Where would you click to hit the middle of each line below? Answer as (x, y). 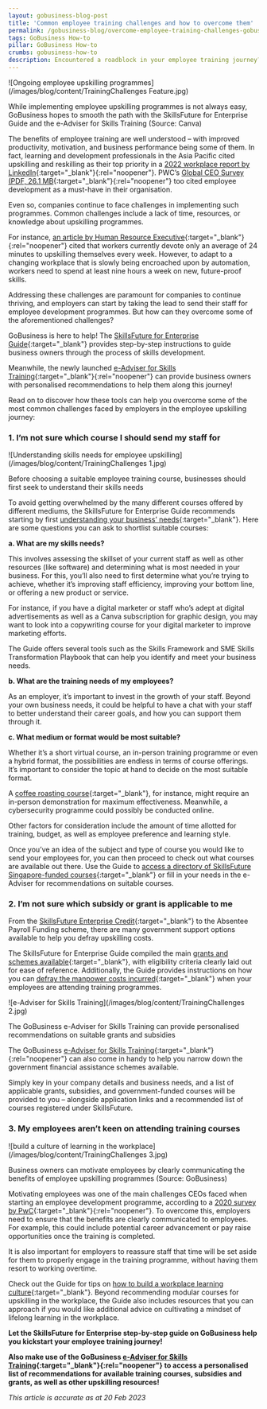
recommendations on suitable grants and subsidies (92, 1035)
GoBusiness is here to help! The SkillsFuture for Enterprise (104, 336)
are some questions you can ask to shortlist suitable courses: (108, 528)
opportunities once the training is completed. (82, 1236)
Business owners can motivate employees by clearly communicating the (126, 1170)
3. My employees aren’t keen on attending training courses (124, 1128)
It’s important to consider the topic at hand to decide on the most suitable (128, 770)
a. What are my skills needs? (56, 543)
